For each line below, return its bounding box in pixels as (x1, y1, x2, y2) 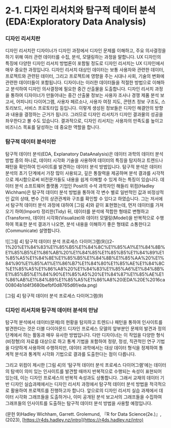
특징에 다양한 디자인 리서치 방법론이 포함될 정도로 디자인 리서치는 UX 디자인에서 (5, 60, 164, 66)
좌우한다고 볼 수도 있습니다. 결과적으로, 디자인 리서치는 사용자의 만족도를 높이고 (5, 118, 163, 124)
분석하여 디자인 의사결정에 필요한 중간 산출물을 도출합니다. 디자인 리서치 (10, 86, 154, 92)
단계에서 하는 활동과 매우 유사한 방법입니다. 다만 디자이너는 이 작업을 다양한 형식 (5, 332, 165, 338)
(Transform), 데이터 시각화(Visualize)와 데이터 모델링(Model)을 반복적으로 (5, 215, 155, 221)
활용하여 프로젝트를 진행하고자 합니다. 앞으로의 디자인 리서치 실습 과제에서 (10, 388, 158, 394)
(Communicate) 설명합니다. (5, 227, 61, 233)
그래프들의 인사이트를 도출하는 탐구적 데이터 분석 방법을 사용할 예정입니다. (5, 400, 153, 407)
